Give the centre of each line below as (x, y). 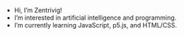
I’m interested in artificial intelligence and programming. (95, 18)
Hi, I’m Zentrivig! (38, 10)
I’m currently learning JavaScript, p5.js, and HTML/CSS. (96, 25)
